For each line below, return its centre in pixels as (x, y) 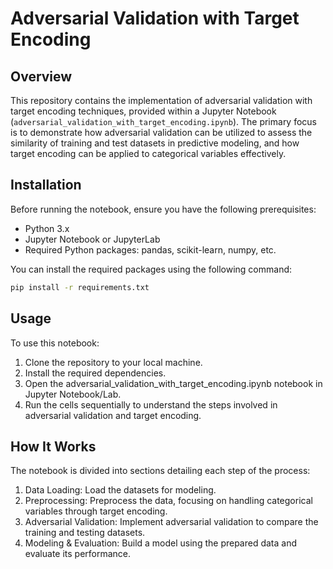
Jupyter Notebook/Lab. (73, 394)
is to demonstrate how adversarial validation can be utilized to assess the (161, 132)
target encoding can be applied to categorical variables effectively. (148, 153)
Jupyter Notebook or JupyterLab (92, 239)
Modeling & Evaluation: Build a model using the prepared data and (161, 543)
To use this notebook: (55, 343)
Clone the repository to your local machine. (113, 362)
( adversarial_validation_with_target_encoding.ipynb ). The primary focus (164, 121)
